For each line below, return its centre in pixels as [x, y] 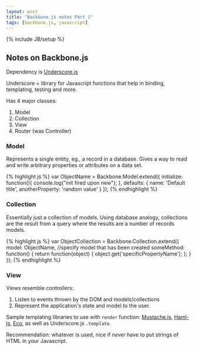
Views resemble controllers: [40, 288]
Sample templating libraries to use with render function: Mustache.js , [89, 317]
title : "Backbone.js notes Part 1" [50, 17]
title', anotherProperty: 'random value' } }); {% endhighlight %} [82, 189]
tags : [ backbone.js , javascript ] [47, 22]
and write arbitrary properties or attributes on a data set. [74, 165]
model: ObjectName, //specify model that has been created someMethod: [96, 247]
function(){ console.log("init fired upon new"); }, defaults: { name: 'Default [96, 183]
